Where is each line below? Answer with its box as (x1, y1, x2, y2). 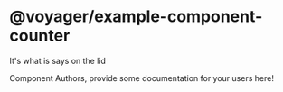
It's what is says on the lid (9, 55, 107, 66)
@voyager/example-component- (9, 6, 263, 27)
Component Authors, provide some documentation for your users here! (9, 72, 274, 83)
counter (9, 25, 71, 46)
